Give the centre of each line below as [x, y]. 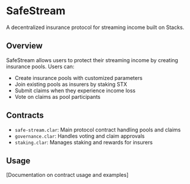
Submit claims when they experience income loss [75, 91]
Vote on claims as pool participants [57, 96]
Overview [25, 46]
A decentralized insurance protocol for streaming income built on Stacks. [95, 27]
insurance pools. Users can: [40, 66]
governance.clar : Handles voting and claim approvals [80, 136]
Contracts [25, 116]
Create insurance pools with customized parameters [79, 78]
